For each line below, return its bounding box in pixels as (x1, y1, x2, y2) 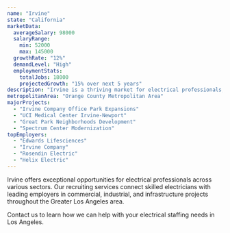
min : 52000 (19, 42, 51, 49)
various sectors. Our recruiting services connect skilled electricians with (7, 182, 211, 191)
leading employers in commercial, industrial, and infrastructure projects (7, 190, 209, 198)
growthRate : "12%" (13, 55, 66, 62)
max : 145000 (19, 49, 53, 56)
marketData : (7, 23, 41, 29)
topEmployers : (7, 131, 48, 138)
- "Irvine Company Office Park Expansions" (13, 106, 139, 112)
